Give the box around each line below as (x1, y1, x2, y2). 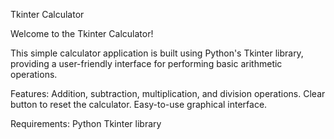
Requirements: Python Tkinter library (10, 118, 162, 129)
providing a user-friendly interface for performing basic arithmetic (10, 58, 283, 69)
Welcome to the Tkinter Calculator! (10, 28, 154, 39)
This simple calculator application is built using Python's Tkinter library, (10, 47, 304, 59)
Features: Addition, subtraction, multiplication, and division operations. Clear (10, 88, 326, 99)
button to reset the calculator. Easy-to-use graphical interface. (10, 99, 268, 110)
